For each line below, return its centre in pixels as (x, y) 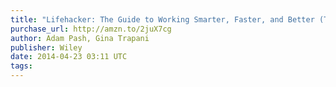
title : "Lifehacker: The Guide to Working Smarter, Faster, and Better (162, 19)
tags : (21, 66)
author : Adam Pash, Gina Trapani (80, 38)
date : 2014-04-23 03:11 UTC (69, 57)
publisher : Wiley (46, 47)
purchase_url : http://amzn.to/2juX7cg (91, 29)
